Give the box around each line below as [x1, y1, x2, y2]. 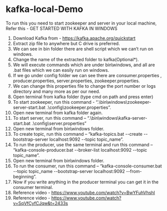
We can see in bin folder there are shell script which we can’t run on [12, 46, 153, 52]
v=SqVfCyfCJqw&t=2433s [12, 200, 68, 206]
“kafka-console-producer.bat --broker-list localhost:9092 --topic [12, 147, 147, 153]
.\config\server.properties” [31, 120, 86, 126]
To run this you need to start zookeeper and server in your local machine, [5, 20, 157, 26]
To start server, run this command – [12, 115, 86, 121]
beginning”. [12, 173, 37, 179]
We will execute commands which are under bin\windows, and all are [12, 62, 155, 68]
